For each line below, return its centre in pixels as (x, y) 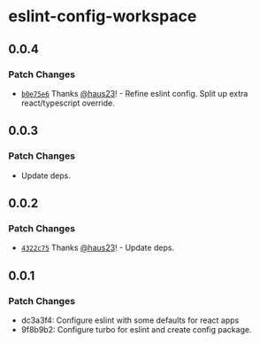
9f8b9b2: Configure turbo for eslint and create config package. (136, 329)
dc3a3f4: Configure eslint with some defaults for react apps (130, 320)
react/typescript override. (68, 103)
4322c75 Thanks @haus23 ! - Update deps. (97, 248)
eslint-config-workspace (103, 16)
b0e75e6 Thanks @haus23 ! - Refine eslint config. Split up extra (134, 93)
